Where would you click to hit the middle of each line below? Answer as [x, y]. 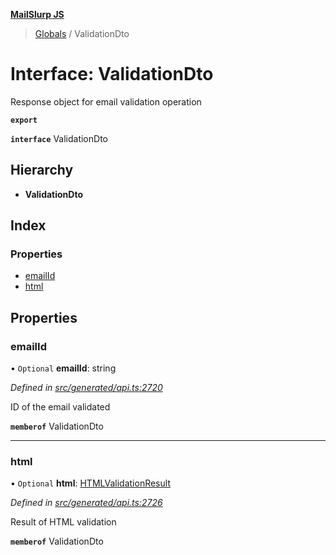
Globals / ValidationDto [82, 33]
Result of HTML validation [63, 522]
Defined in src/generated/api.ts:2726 [86, 503]
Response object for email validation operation [106, 101]
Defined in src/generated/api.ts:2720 [86, 388]
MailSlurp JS [37, 14]
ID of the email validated [60, 407]
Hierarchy [42, 170]
